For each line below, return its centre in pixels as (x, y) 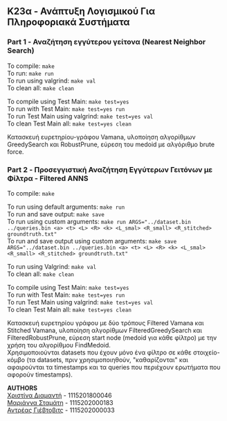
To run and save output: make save (56, 214)
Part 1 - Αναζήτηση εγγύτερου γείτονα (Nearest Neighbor (107, 42)
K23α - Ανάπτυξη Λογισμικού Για (81, 11)
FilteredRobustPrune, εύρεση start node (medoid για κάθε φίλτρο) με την (112, 337)
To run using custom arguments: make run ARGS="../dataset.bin (99, 221)
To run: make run (30, 73)
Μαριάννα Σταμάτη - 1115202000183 (60, 402)
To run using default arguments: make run (66, 207)
